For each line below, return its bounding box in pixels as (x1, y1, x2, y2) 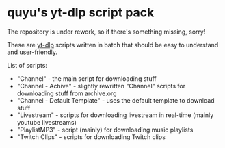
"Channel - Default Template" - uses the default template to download (16, 96, 215, 104)
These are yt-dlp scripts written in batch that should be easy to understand (7, 40, 219, 49)
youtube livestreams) (16, 118, 77, 126)
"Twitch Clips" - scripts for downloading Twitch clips (16, 132, 166, 141)
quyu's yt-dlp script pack (7, 5, 155, 21)
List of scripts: (7, 61, 48, 69)
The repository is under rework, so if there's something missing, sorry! (7, 27, 206, 36)
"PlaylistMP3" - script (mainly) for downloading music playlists (16, 125, 194, 134)
